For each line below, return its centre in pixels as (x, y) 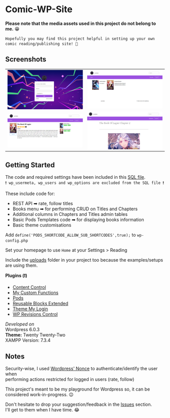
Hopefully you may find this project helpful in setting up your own (80, 39)
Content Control (29, 287)
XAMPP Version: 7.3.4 (28, 340)
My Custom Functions (35, 293)
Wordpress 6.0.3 (23, 330)
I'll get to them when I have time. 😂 (42, 409)
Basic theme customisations (42, 225)
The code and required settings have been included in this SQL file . (75, 177)
